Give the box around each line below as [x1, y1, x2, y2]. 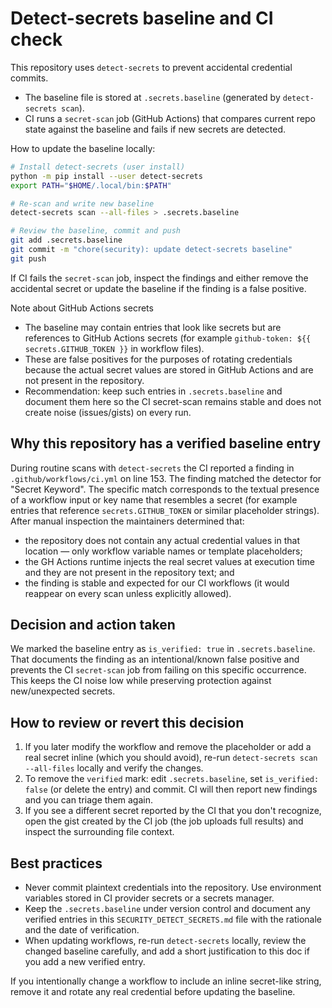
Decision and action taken [10, 617, 176, 634]
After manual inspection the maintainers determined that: [10, 515, 245, 527]
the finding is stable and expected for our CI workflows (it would [24, 577, 290, 589]
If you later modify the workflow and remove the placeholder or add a [24, 741, 312, 753]
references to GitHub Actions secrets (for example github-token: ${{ [24, 332, 312, 344]
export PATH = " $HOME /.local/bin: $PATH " [10, 180, 172, 191]
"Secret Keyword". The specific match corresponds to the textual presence [10, 483, 320, 495]
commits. [10, 72, 49, 84]
